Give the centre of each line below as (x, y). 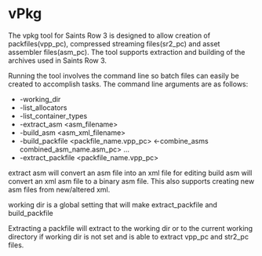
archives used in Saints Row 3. (58, 60)
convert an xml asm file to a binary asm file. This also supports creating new (131, 181)
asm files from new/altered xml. (59, 189)
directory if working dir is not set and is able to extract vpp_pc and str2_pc (129, 236)
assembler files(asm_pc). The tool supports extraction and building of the (127, 52)
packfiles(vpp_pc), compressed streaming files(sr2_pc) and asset (114, 43)
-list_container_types (53, 115)
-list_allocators (43, 108)
